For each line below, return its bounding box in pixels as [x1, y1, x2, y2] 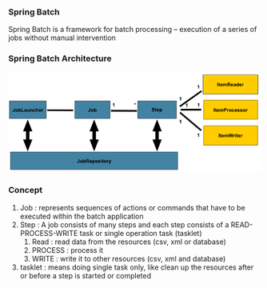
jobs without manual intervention [8, 33, 116, 42]
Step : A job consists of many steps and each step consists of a [19, 219, 229, 230]
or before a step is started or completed [19, 270, 152, 280]
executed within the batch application [19, 211, 144, 221]
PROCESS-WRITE [19, 228, 78, 238]
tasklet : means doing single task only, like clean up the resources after [19, 262, 254, 272]
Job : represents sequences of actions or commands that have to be [19, 202, 245, 212]
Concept [8, 185, 42, 196]
